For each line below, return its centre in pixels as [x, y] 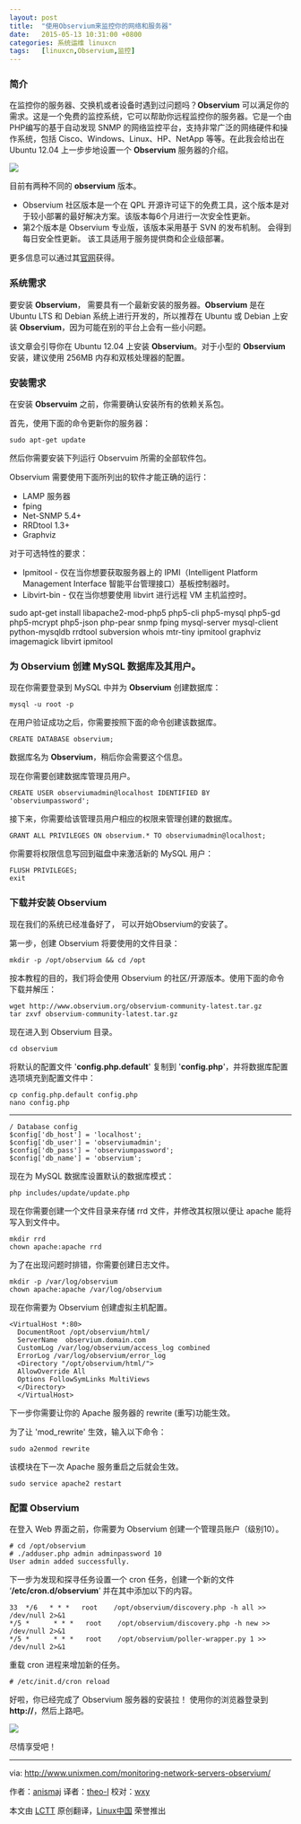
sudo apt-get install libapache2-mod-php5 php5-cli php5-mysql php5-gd [145, 613]
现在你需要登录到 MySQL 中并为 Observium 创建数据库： [115, 688]
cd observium [34, 1048]
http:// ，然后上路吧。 [49, 1710]
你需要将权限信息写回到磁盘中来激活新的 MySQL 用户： [112, 854]
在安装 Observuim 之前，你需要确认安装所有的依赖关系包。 [119, 404]
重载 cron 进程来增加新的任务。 [67, 1664]
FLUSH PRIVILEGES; [43, 871]
